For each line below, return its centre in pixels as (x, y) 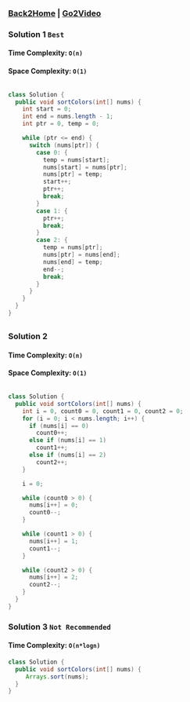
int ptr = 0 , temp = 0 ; (61, 124)
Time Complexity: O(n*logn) (54, 645)
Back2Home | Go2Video (55, 13)
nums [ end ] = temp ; (73, 262)
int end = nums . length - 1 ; (68, 117)
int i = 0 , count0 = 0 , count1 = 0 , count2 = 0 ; (103, 411)
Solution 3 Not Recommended (59, 627)
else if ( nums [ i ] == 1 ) (68, 441)
